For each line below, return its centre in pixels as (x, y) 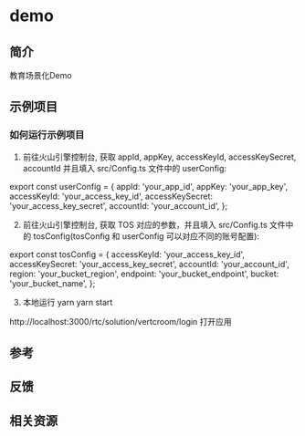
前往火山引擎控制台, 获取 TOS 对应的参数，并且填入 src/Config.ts (145, 224)
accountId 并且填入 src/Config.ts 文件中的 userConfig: (124, 168)
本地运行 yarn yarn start (68, 302)
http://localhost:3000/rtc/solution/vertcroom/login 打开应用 (121, 321)
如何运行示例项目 (47, 135)
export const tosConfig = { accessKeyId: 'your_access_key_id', (127, 254)
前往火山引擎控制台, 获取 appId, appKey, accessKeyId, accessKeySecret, (159, 157)
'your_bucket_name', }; (53, 283)
